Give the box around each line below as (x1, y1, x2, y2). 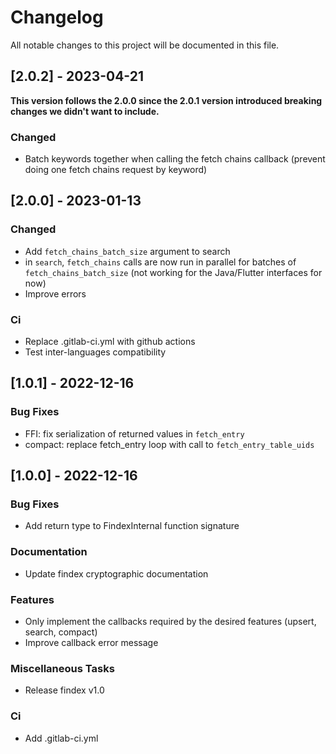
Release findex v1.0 (24, 684, 105, 696)
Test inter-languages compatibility (24, 346, 167, 358)
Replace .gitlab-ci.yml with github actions (24, 336, 196, 348)
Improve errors (24, 287, 87, 300)
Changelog (10, 6, 104, 29)
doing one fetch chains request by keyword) (24, 164, 208, 176)
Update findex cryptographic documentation (24, 567, 209, 580)
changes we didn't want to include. (10, 105, 160, 117)
